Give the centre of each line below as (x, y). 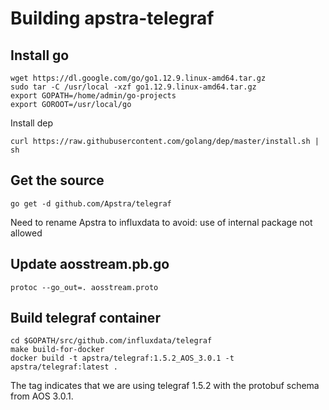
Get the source (57, 180)
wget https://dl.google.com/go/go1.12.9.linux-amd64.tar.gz (138, 78)
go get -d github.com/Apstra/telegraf (91, 203)
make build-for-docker (57, 350)
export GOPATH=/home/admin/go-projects (93, 96)
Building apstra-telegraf (112, 18)
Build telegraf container (85, 318)
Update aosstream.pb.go (90, 264)
